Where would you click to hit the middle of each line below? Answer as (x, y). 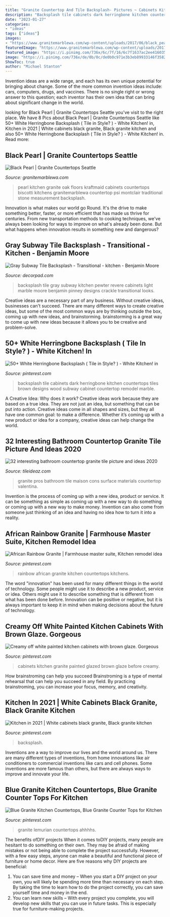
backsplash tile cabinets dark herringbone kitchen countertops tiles (88, 383)
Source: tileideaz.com (28, 471)
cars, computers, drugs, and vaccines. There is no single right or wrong (80, 92)
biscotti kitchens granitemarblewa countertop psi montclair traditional (90, 192)
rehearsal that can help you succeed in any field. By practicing (70, 681)
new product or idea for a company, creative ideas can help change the (80, 420)
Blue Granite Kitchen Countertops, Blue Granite (81, 790)
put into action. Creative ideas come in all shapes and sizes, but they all (80, 409)
